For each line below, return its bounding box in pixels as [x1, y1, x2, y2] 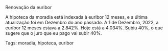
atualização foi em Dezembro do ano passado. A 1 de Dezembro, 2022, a [5, 20, 159, 25]
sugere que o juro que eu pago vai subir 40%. [5, 30, 102, 36]
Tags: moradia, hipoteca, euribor [5, 40, 74, 46]
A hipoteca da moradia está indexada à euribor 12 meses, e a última [5, 14, 148, 20]
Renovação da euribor [5, 5, 52, 10]
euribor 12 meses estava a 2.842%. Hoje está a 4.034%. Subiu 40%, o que [5, 25, 163, 31]
